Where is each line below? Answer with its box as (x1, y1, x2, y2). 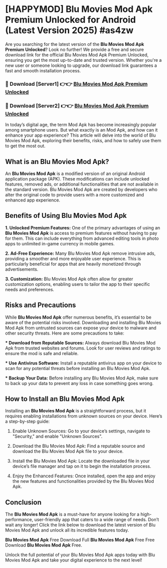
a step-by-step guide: (5, 418, 50, 424)
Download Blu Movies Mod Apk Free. (5, 542, 82, 548)
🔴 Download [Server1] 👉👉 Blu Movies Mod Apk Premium (5, 80, 148, 87)
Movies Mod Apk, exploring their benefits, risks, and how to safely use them (5, 138, 162, 144)
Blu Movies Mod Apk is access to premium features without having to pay (5, 230, 158, 236)
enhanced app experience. (5, 197, 61, 203)
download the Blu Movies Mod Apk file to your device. (12, 448, 124, 454)
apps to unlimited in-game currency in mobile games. (5, 240, 115, 246)
